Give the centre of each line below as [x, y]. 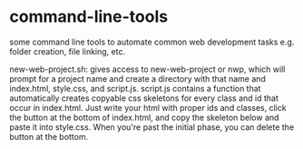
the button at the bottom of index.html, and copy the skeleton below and [144, 117]
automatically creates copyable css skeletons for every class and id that [144, 98]
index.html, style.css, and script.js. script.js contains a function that [135, 88]
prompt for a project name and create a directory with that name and [137, 78]
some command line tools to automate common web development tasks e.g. [152, 42]
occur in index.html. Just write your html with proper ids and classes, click [148, 107]
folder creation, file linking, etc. [67, 51]
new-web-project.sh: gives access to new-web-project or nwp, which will [147, 69]
